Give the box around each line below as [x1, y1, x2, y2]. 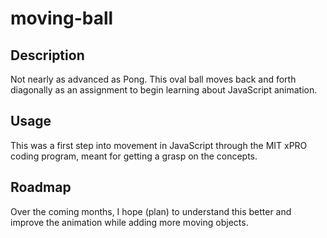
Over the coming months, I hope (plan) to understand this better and [10, 205, 292, 217]
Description [10, 47, 85, 64]
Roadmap [10, 179, 72, 196]
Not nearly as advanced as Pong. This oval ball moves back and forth [10, 73, 297, 85]
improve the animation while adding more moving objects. [10, 216, 249, 228]
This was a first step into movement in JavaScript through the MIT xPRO [10, 139, 308, 151]
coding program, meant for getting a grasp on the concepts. [10, 150, 258, 162]
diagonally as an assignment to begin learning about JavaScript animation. [10, 84, 318, 96]
